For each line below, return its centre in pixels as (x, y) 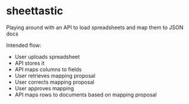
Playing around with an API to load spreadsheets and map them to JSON (95, 27)
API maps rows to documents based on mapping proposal (86, 94)
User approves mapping (44, 88)
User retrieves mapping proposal (55, 75)
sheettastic (35, 11)
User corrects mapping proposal (54, 82)
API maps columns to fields (48, 69)
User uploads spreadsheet (47, 56)
